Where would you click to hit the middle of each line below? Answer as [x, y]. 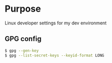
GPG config [23, 39]
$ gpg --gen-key [22, 51]
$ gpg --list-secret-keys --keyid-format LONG [54, 55]
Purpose [23, 9]
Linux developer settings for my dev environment [56, 23]
